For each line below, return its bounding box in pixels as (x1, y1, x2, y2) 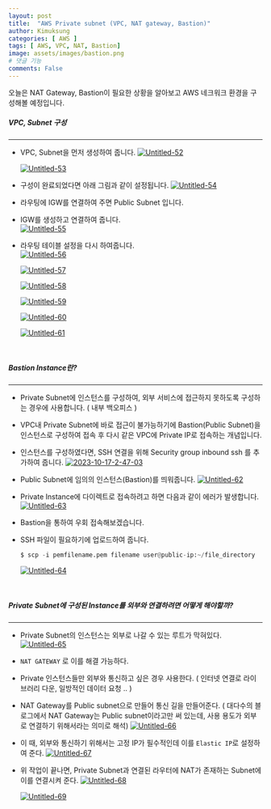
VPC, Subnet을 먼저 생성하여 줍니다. (19, 147, 136, 157)
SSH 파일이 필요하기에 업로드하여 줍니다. (19, 535, 149, 544)
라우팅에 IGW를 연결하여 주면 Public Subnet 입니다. (19, 197, 184, 207)
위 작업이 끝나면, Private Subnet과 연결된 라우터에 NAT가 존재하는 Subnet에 (19, 765, 262, 775)
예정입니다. (29, 98, 65, 108)
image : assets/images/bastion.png (8, 49, 125, 57)
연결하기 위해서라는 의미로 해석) (28, 721, 129, 731)
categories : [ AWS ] (8, 34, 78, 43)
